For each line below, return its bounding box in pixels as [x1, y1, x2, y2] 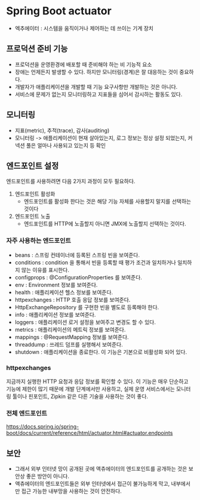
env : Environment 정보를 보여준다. [14, 281, 98, 288]
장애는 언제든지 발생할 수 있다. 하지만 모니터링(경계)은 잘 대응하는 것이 [14, 68, 178, 75]
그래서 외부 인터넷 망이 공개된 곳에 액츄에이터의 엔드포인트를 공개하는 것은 [14, 465, 187, 473]
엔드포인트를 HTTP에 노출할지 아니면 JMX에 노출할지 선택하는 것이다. [23, 220, 186, 227]
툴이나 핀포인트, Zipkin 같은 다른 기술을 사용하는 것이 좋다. [12, 393, 148, 400]
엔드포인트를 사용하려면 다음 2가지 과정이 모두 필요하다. [6, 178, 136, 185]
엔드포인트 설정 [6, 161, 59, 171]
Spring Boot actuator [6, 4, 112, 18]
